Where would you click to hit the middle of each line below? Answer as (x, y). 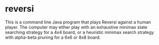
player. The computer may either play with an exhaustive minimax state (76, 27)
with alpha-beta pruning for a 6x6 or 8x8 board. (53, 37)
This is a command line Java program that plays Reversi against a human (78, 22)
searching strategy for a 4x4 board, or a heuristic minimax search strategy (79, 32)
